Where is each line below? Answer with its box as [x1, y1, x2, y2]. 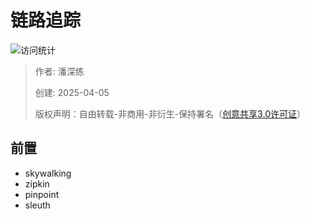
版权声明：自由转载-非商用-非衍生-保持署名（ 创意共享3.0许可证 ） [34, 107, 306, 120]
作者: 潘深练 [34, 65, 85, 77]
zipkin [24, 177, 50, 190]
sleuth [24, 199, 51, 211]
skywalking [24, 167, 72, 179]
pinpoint [24, 188, 60, 200]
